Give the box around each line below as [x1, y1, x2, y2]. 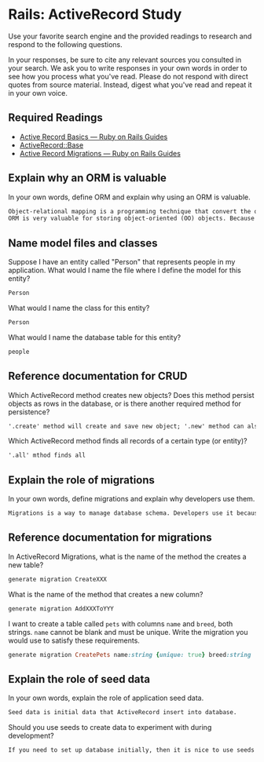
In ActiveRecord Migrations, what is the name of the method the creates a [8, 552, 247, 561]
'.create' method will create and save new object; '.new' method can [8, 422, 244, 430]
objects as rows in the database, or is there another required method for [8, 399, 242, 408]
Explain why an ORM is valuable [8, 171, 167, 185]
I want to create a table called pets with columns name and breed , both [8, 618, 233, 629]
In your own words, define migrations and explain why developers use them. [8, 494, 255, 504]
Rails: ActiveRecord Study [8, 5, 182, 24]
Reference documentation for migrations [8, 531, 212, 545]
